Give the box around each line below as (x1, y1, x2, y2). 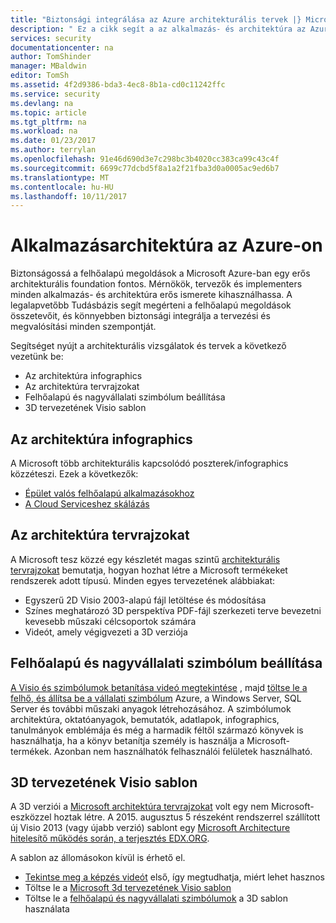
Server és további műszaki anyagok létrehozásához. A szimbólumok (10, 702, 292, 715)
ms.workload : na (10, 126, 78, 136)
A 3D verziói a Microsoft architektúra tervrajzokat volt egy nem (10, 801, 270, 813)
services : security (10, 33, 92, 43)
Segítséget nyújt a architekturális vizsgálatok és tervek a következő (10, 340, 287, 352)
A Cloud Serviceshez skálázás (24, 498, 150, 510)
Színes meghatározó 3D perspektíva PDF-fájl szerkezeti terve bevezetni (24, 604, 322, 616)
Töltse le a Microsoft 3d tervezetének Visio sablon (24, 882, 232, 894)
